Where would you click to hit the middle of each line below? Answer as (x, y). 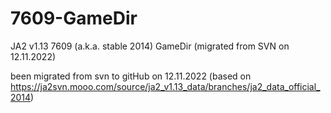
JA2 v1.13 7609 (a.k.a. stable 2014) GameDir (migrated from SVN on (150, 46)
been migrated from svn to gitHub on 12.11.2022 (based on (131, 76)
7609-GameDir (74, 18)
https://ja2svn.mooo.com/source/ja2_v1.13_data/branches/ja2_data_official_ (165, 86)
